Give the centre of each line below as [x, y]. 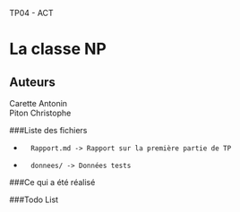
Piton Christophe [40, 113]
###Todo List [34, 199]
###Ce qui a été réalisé [52, 182]
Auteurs [33, 82]
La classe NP [58, 49]
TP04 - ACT [31, 13]
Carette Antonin [39, 103]
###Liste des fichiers [48, 130]
